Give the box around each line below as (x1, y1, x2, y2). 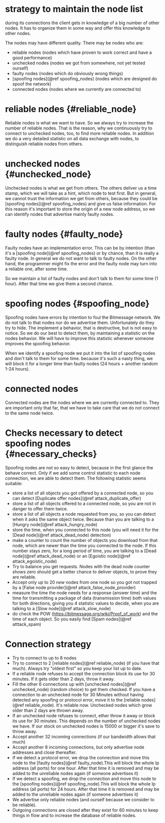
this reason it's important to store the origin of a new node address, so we (5, 206, 155, 212)
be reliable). (12, 802, 37, 808)
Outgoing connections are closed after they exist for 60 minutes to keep (12, 807, 159, 813)
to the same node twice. (5, 410, 54, 416)
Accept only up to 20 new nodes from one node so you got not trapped (12, 579, 157, 585)
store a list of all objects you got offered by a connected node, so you (12, 490, 154, 496)
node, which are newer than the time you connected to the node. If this (12, 542, 157, 548)
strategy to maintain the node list (5, 3, 143, 15)
